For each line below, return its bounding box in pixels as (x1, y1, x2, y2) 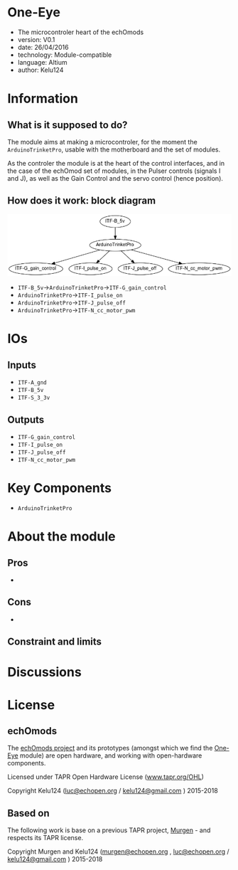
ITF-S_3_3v (17, 394, 50, 402)
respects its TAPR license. (7, 834, 84, 842)
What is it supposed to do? (7, 119, 128, 131)
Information (7, 90, 78, 107)
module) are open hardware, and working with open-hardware (20, 751, 202, 760)
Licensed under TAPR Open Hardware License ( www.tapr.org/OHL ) (7, 773, 205, 781)
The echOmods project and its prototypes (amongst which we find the (7, 744, 213, 753)
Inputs (7, 359, 37, 371)
